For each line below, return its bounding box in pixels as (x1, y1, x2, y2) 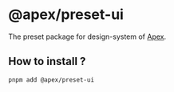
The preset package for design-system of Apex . (8, 32, 166, 41)
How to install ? (8, 55, 86, 68)
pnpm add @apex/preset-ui (8, 75, 94, 84)
